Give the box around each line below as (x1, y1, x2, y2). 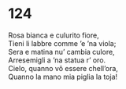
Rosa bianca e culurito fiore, (8, 30, 100, 40)
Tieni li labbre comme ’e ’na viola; (8, 38, 117, 48)
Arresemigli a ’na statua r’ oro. (8, 55, 106, 65)
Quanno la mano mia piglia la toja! (8, 72, 118, 81)
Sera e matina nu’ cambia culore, (8, 47, 116, 56)
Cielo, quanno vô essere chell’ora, (8, 63, 118, 73)
